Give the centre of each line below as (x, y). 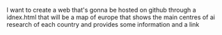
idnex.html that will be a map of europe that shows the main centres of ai (111, 17)
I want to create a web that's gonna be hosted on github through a (101, 10)
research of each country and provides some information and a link (103, 24)
